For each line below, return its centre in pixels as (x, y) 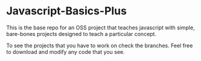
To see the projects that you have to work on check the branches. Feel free (100, 45)
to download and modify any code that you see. (65, 51)
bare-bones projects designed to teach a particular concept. (81, 33)
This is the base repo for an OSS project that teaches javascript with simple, (101, 28)
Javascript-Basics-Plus (66, 11)
